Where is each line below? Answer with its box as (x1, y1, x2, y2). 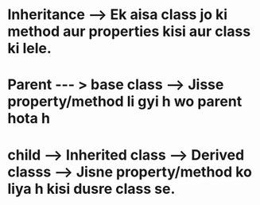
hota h (7, 110, 51, 128)
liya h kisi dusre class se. (7, 180, 176, 198)
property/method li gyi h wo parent (7, 93, 243, 110)
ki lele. (7, 40, 52, 57)
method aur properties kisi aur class (7, 22, 251, 41)
